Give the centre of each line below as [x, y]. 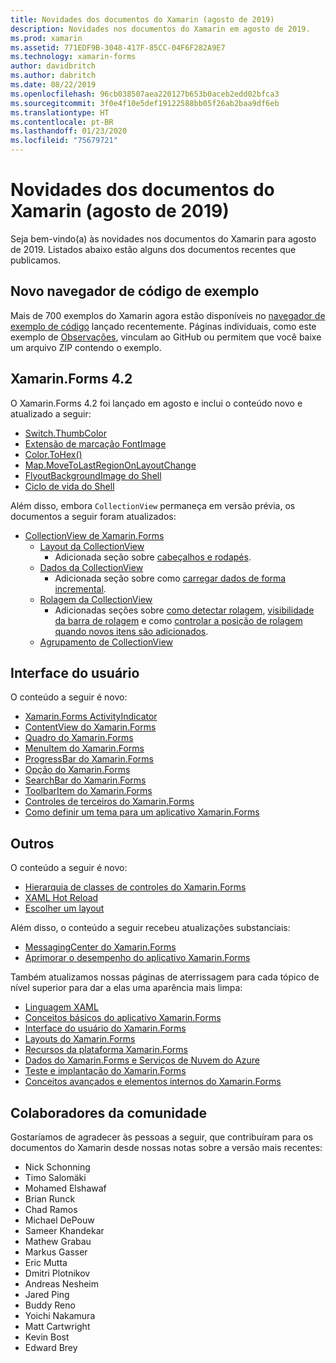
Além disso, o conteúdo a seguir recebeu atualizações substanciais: [150, 928]
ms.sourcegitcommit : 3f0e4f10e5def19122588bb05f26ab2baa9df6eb [145, 103]
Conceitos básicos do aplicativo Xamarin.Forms [123, 1018]
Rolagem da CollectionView [96, 599]
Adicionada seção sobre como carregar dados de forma [170, 578]
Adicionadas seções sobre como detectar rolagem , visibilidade [184, 610]
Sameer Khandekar [64, 1230]
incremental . [80, 588]
